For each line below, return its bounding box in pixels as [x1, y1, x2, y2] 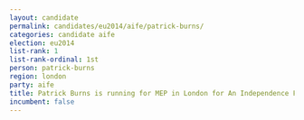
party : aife [9, 80, 54, 89]
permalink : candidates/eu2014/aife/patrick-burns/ [9, 22, 204, 31]
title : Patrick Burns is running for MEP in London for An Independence [9, 88, 290, 97]
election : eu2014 [9, 38, 75, 48]
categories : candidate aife [9, 30, 116, 39]
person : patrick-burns [9, 64, 95, 73]
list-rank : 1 [9, 47, 59, 56]
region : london [9, 72, 67, 81]
